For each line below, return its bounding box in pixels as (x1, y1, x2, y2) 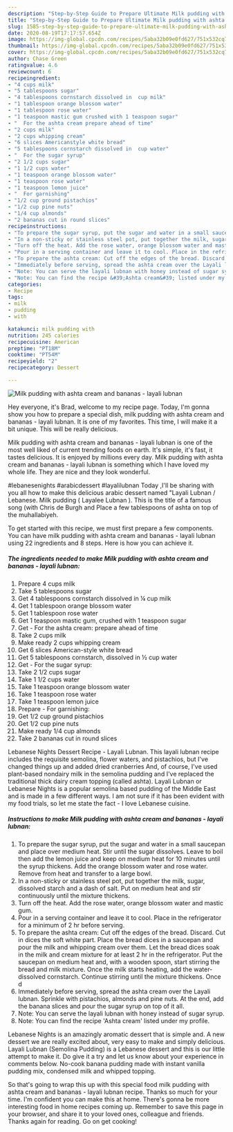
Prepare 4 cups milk (17, 580, 75, 588)
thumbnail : (8, 42, 39, 49)
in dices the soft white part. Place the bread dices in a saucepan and (17, 935, 214, 943)
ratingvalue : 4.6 (8, 62, 58, 69)
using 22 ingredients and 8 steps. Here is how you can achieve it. (8, 539, 194, 547)
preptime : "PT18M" (8, 345, 61, 352)
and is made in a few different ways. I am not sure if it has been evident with (8, 792, 225, 800)
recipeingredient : (8, 74, 61, 82)
